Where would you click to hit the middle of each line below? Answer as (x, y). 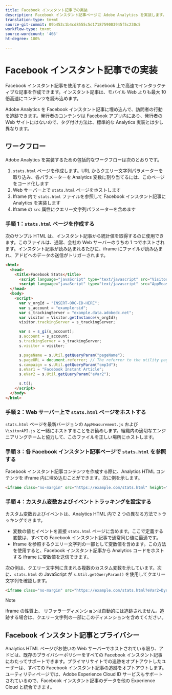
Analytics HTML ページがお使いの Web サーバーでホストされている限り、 (82, 649)
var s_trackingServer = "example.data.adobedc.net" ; (76, 313)
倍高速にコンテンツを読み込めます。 (43, 98)
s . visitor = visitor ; (42, 346)
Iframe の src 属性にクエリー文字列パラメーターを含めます (74, 209)
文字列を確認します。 (28, 581)
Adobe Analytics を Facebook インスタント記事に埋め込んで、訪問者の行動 (84, 109)
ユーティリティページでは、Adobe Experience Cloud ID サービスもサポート (84, 674)
